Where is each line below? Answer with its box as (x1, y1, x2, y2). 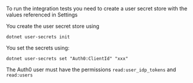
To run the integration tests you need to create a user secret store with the (6, 5, 188, 12)
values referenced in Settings (6, 11, 78, 18)
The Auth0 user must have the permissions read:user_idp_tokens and (6, 66, 176, 73)
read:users (6, 72, 33, 78)
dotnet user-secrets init (6, 34, 70, 40)
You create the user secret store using (6, 23, 99, 29)
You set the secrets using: (6, 44, 70, 51)
